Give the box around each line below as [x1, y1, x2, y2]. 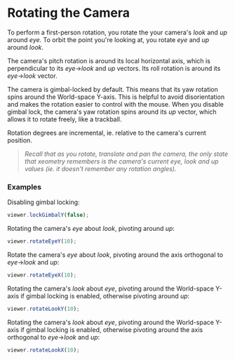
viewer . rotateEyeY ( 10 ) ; [7, 238, 77, 245]
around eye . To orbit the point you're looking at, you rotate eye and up [7, 35, 210, 44]
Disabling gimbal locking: [7, 198, 80, 206]
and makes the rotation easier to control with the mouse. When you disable [7, 100, 224, 108]
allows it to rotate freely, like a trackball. [7, 114, 122, 124]
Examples [7, 182, 42, 192]
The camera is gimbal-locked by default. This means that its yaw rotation [7, 85, 219, 93]
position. [7, 135, 33, 145]
